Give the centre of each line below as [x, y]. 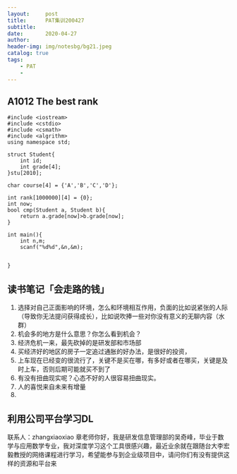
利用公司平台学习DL [50, 419]
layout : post [33, 14]
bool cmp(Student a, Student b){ [56, 210]
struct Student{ [31, 155]
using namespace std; [39, 142]
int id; [31, 161]
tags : [15, 60]
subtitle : [22, 27]
